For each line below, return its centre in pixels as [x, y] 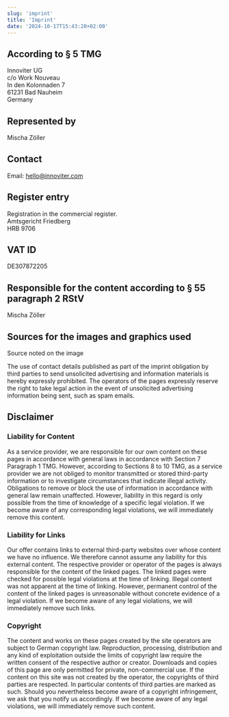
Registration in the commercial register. [62, 214]
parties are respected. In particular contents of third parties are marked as [111, 684]
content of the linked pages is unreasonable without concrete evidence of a [113, 594]
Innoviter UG [25, 71]
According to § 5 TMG [54, 54]
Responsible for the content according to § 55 [106, 288]
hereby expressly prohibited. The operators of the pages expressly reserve [113, 381]
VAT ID [22, 250]
